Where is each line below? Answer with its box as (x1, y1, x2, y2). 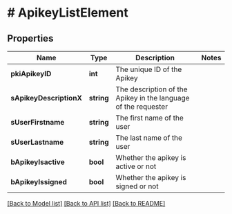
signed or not (115, 181, 159, 191)
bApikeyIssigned (10, 177, 68, 186)
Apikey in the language (115, 93, 190, 102)
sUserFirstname (10, 118, 65, 127)
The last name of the (115, 133, 183, 143)
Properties (7, 33, 54, 44)
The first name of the (115, 113, 184, 123)
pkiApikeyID (10, 69, 52, 78)
